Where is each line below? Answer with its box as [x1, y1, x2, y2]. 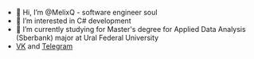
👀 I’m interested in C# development [15, 16, 131, 26]
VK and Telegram [15, 41, 73, 51]
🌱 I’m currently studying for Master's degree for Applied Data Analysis [15, 25, 246, 33]
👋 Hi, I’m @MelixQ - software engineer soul [15, 8, 158, 17]
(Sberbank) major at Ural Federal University [15, 33, 159, 42]
